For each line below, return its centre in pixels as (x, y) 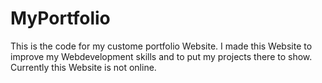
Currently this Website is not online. (83, 67)
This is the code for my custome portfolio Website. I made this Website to (161, 46)
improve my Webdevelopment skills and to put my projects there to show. (161, 56)
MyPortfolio (60, 18)
